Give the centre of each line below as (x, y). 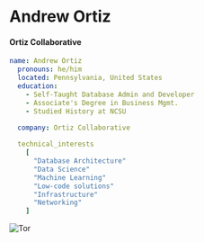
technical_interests (56, 144)
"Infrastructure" (66, 194)
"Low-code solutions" (74, 186)
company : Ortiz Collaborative (74, 128)
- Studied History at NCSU (76, 111)
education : (38, 86)
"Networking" (58, 203)
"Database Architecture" (80, 161)
